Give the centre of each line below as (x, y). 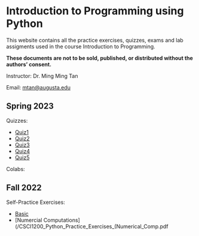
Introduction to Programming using (95, 11)
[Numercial (28, 220)
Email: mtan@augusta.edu (38, 87)
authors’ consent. (29, 64)
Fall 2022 (24, 188)
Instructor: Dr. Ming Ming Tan (42, 76)
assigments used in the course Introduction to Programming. (81, 46)
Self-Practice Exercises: (36, 202)
